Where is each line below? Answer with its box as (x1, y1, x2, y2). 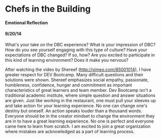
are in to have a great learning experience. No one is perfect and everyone (5, 118, 154, 124)
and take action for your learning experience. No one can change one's (5, 103, 148, 108)
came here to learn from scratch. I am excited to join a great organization (5, 123, 151, 129)
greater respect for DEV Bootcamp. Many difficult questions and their (5, 71, 144, 77)
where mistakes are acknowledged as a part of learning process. (5, 128, 135, 134)
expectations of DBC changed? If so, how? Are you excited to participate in (5, 52, 155, 58)
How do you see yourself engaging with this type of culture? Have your (5, 47, 147, 52)
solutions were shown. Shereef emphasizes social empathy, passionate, (5, 77, 149, 83)
